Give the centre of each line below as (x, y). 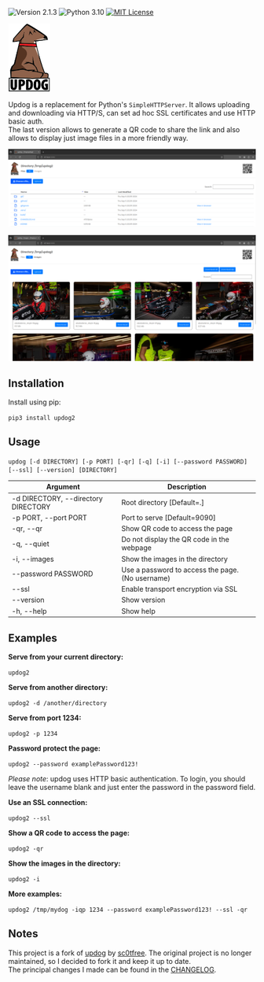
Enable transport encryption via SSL (180, 589)
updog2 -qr (26, 849)
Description (187, 487)
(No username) (146, 578)
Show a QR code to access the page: (69, 832)
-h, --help (29, 611)
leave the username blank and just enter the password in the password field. (132, 787)
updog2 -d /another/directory (58, 703)
